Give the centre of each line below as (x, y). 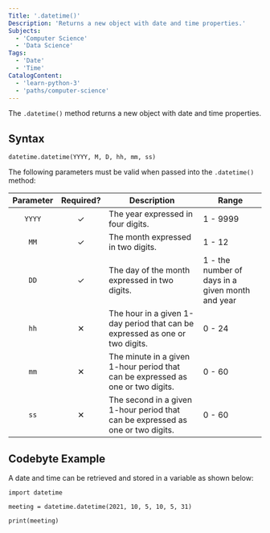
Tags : (17, 53)
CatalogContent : (35, 76)
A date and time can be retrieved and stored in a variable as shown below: (131, 478)
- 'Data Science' (45, 46)
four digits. (129, 224)
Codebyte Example (57, 459)
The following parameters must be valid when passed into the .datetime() (131, 172)
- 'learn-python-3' (48, 83)
